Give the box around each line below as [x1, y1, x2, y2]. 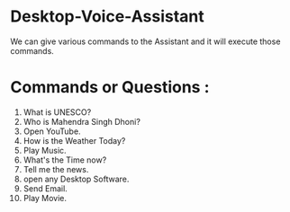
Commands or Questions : [10, 77, 210, 98]
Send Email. [23, 182, 68, 194]
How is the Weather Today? [23, 135, 126, 146]
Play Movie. [23, 192, 67, 203]
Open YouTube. [23, 126, 81, 137]
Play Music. [23, 145, 67, 155]
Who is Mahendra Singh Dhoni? [23, 116, 140, 127]
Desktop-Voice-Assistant [10, 6, 205, 27]
